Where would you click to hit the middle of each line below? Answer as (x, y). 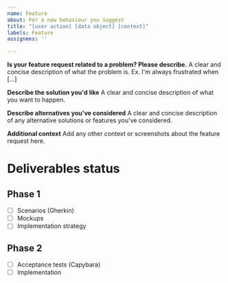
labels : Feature (30, 33)
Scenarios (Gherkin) (45, 211)
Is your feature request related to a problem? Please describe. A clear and (114, 65)
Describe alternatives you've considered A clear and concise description (112, 113)
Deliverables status (64, 169)
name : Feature (27, 13)
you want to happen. (36, 100)
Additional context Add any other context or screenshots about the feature (114, 134)
